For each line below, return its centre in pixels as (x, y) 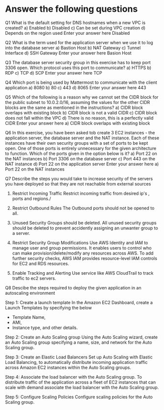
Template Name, (29, 317)
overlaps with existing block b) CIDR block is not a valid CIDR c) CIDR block (81, 113)
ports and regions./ (31, 198)
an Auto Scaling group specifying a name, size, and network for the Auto (79, 342)
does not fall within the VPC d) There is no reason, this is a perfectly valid (79, 118)
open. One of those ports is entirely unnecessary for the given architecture (81, 148)
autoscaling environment (30, 293)
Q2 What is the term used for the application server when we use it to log (79, 42)
